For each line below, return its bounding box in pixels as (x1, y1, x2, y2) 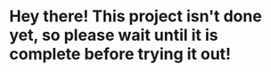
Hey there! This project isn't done (9, 6, 263, 27)
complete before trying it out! (9, 44, 232, 64)
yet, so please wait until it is (9, 25, 218, 45)
